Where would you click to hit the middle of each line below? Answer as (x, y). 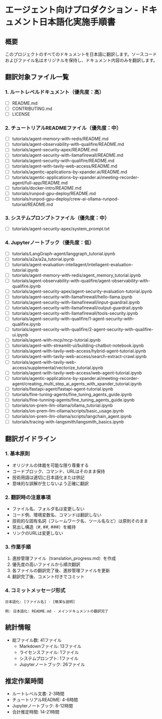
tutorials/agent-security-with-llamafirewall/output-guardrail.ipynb (77, 308)
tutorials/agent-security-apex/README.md (55, 150)
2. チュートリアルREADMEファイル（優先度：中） (63, 128)
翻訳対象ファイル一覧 (37, 77)
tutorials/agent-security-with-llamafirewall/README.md (68, 155)
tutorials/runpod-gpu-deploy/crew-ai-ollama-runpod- (65, 199)
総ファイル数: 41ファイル (37, 640)
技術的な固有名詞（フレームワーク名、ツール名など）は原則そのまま (80, 521)
